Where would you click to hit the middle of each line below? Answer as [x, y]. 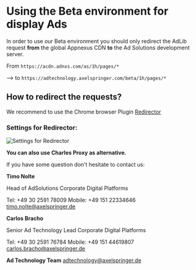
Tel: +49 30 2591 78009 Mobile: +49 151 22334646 [71, 200]
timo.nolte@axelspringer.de [41, 206]
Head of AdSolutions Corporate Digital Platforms [67, 188]
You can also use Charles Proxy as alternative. [67, 153]
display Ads [37, 24]
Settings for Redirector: [42, 128]
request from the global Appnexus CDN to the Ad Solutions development [98, 48]
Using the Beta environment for [88, 11]
